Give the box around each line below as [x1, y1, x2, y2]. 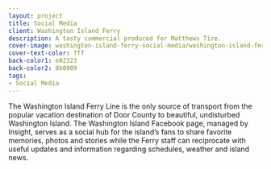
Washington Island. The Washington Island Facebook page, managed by [8, 118, 248, 128]
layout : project [8, 11, 63, 20]
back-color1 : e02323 [8, 57, 78, 65]
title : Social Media [8, 19, 78, 27]
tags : [8, 72, 27, 80]
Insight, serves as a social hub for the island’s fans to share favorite [8, 126, 232, 137]
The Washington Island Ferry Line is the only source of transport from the [8, 101, 252, 111]
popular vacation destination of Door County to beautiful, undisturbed [8, 109, 240, 119]
